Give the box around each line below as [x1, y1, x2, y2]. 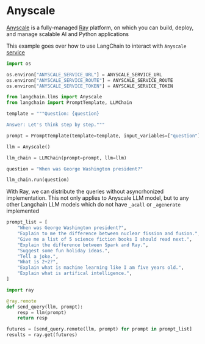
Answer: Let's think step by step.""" [6, 122, 105, 128]
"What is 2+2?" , [17, 259, 59, 265]
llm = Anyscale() [6, 144, 51, 150]
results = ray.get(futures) [6, 332, 78, 338]
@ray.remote [6, 298, 37, 304]
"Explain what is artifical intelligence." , [17, 270, 132, 277]
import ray [6, 287, 34, 293]
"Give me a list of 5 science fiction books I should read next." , [17, 236, 192, 242]
